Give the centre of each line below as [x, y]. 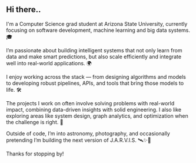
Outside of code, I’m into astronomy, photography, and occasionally [88, 133]
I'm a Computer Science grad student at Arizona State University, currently [97, 24]
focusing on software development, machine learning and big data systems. [98, 30]
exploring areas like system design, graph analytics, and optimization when [97, 116]
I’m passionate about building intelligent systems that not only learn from [94, 50]
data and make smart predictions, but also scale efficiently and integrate [94, 56]
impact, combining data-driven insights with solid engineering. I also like [94, 109]
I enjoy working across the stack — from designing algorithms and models [96, 76]
